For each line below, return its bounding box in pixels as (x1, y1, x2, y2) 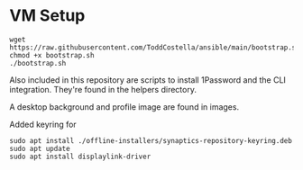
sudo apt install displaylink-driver (9, 152, 151, 161)
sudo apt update (9, 144, 70, 153)
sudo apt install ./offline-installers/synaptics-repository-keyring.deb (9, 136, 293, 145)
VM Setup (9, 5, 86, 26)
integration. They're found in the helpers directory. (9, 84, 197, 94)
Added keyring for (9, 119, 77, 130)
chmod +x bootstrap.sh (9, 50, 95, 59)
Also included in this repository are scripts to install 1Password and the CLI (9, 74, 287, 85)
